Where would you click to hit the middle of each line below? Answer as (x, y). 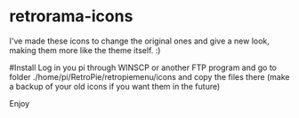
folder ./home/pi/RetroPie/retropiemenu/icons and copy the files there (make (149, 76)
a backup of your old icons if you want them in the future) (115, 86)
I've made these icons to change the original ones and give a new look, (139, 41)
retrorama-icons (71, 16)
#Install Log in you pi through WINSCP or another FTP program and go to (143, 67)
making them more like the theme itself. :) (85, 50)
